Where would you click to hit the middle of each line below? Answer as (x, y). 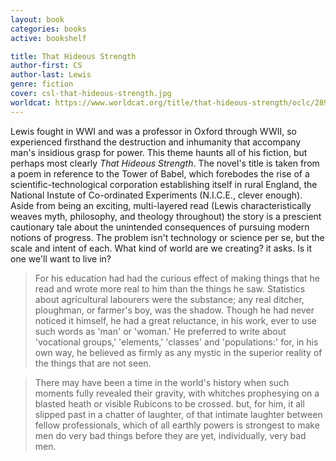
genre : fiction (42, 84)
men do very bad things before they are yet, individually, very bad (170, 435)
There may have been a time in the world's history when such (162, 382)
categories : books (48, 29)
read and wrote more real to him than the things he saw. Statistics (170, 288)
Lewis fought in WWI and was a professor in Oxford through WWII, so (153, 131)
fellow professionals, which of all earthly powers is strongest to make (177, 425)
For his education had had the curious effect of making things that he (177, 278)
